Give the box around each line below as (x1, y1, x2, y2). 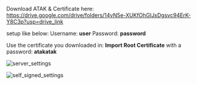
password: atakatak (6, 48, 57, 55)
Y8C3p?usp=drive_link (6, 18, 63, 25)
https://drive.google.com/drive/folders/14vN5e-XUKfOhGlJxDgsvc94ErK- (6, 12, 191, 19)
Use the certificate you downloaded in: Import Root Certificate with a (6, 42, 182, 49)
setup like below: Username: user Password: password (6, 30, 146, 37)
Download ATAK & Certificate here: (6, 5, 95, 12)
